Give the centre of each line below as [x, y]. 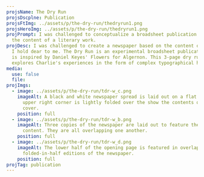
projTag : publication [34, 165]
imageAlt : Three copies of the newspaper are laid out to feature [103, 125]
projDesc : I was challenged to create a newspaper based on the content [100, 46]
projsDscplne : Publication [40, 18]
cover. [31, 108]
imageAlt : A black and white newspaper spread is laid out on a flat [107, 97]
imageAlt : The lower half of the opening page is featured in [97, 147]
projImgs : [19, 86]
